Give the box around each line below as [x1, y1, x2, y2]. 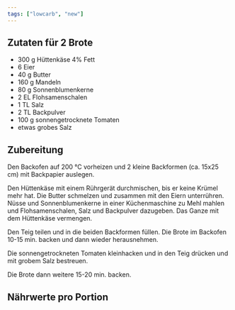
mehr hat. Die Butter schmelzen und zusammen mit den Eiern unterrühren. [7, 192, 224, 200]
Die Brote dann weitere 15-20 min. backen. [7, 270, 132, 279]
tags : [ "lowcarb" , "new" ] [7, 10, 84, 18]
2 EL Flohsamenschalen [17, 93, 88, 101]
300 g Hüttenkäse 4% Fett [17, 55, 96, 64]
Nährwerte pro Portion [7, 291, 108, 303]
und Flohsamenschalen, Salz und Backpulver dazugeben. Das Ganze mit [7, 206, 219, 215]
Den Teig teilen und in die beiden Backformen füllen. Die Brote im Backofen [7, 228, 227, 236]
